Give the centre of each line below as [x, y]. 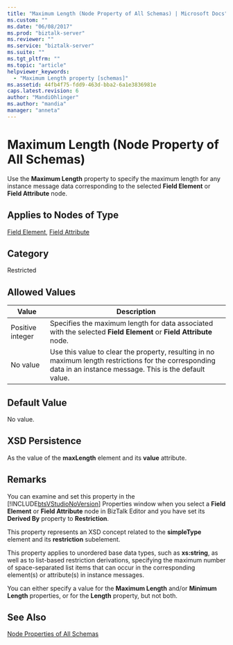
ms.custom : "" [28, 20]
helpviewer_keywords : [38, 71]
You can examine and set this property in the [71, 496]
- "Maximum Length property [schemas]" [71, 78]
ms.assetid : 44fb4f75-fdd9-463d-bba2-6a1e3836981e [82, 85]
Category [28, 253]
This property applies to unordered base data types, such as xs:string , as [113, 553]
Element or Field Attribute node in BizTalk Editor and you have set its [106, 511]
